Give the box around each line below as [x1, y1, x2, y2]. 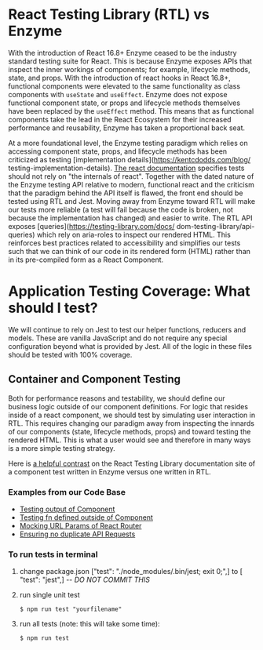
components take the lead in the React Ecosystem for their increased [8, 114, 232, 124]
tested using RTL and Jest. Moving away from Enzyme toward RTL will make [8, 196, 256, 205]
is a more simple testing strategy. [8, 443, 115, 452]
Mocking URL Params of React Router [19, 521, 142, 530]
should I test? [8, 300, 98, 317]
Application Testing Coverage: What [8, 282, 250, 300]
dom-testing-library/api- [176, 221, 255, 231]
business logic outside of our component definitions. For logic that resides [8, 401, 249, 411]
